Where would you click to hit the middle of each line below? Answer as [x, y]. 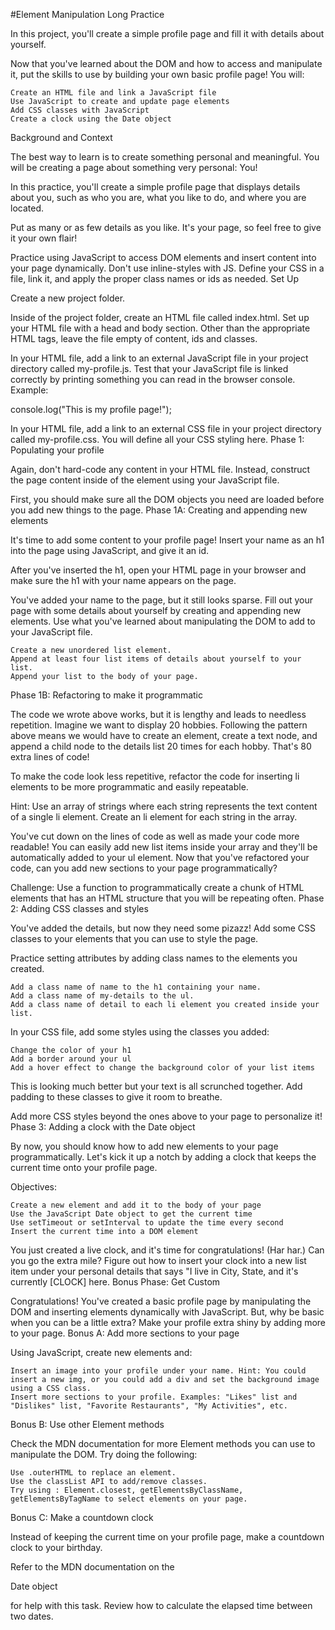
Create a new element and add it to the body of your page [136, 1205]
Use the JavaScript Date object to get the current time [131, 1214]
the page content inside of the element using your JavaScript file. [145, 480]
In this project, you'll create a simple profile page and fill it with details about [167, 33]
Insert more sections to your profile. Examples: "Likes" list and [154, 1397]
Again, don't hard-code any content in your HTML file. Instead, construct [160, 469]
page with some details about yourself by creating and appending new [156, 610]
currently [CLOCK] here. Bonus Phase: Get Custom [115, 1282]
